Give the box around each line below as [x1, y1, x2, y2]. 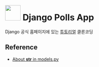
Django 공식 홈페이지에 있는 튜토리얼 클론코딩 [5, 28, 94, 34]
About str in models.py [12, 56, 59, 62]
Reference [5, 43, 38, 51]
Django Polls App [22, 12, 95, 23]
